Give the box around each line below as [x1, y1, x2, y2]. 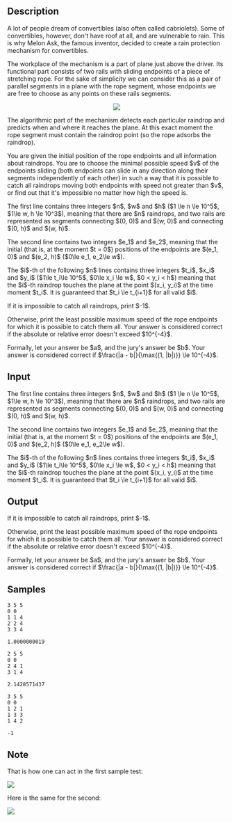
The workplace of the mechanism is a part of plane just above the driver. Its [7, 59, 224, 68]
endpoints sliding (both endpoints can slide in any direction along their [7, 166, 208, 175]
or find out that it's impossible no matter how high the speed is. [7, 188, 188, 197]
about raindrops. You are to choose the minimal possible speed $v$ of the [7, 159, 219, 167]
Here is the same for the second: [7, 793, 101, 803]
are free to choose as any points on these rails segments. [7, 89, 172, 97]
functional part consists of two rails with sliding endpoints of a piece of [7, 67, 210, 75]
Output [7, 496, 38, 507]
